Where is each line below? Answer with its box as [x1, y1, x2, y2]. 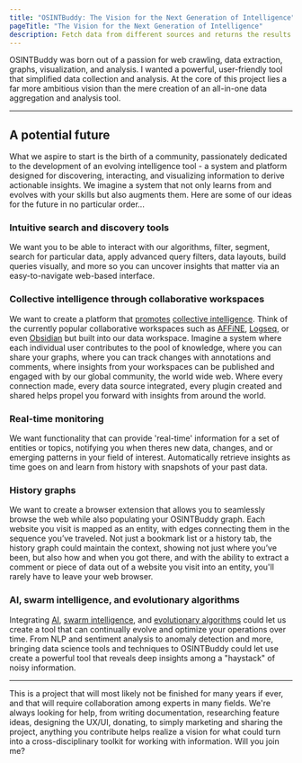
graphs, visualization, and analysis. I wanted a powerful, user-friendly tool [9, 64, 283, 75]
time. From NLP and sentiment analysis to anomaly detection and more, [9, 633, 274, 644]
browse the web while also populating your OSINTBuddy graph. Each [9, 514, 266, 525]
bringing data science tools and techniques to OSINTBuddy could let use [9, 642, 279, 653]
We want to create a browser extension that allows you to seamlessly [9, 505, 265, 516]
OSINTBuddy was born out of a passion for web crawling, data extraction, [9, 55, 283, 66]
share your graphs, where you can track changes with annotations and [9, 352, 271, 363]
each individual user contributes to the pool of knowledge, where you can [9, 342, 283, 353]
